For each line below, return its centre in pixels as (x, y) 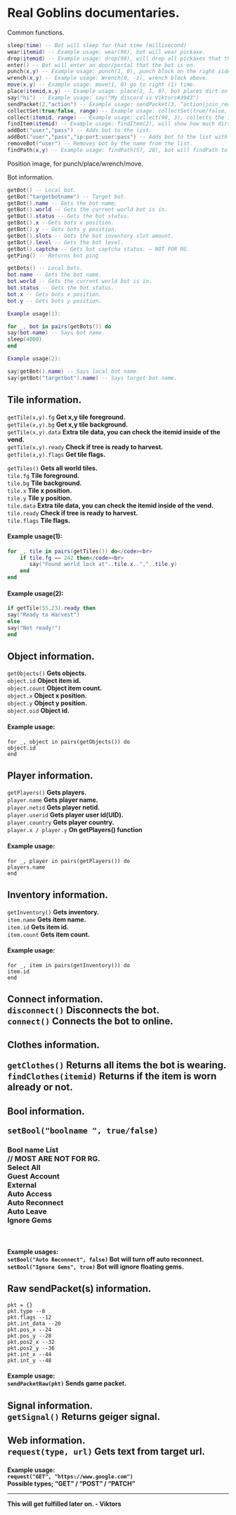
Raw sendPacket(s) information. (79, 1289)
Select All (24, 1167)
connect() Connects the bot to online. (90, 1021)
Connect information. (55, 999)
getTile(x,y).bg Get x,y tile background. (68, 425)
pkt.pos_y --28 (29, 1335)
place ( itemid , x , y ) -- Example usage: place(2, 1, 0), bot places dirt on (118, 92)
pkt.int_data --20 (34, 1324)
